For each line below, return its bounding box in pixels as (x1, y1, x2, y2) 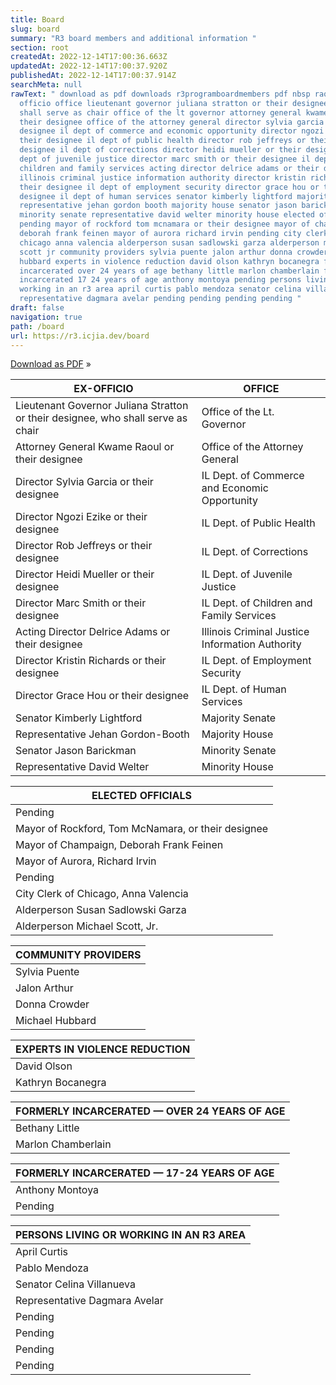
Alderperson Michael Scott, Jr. (15, 919, 159, 933)
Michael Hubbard (15, 1014, 97, 1028)
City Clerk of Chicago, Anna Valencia (15, 887, 189, 901)
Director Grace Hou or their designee (15, 689, 190, 703)
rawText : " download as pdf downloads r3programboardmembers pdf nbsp (10, 89, 311, 99)
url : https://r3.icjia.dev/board (10, 331, 150, 341)
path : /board (10, 321, 65, 331)
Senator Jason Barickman (15, 744, 137, 758)
